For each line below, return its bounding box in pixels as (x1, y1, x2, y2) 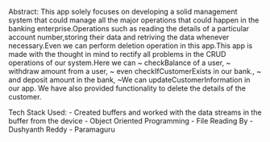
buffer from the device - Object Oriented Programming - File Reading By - (8, 116, 254, 125)
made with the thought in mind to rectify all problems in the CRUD (8, 50, 226, 59)
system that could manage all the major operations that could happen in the (8, 15, 260, 25)
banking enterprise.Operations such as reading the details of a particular (8, 24, 250, 33)
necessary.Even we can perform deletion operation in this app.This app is (8, 41, 253, 51)
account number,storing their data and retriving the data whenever (8, 32, 230, 42)
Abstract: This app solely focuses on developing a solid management (8, 7, 238, 16)
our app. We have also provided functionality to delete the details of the (8, 83, 246, 93)
